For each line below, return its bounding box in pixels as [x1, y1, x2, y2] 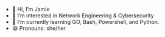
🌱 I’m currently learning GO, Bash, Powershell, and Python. [12, 18, 160, 25]
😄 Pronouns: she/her [12, 24, 66, 32]
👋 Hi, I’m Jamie [12, 6, 50, 13]
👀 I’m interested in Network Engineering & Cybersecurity [12, 12, 154, 19]
